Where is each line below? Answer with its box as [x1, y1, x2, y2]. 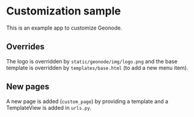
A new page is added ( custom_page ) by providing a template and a [6, 98, 169, 105]
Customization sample [6, 4, 121, 18]
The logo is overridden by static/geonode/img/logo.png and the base [6, 57, 178, 65]
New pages [6, 81, 50, 92]
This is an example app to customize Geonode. [6, 24, 123, 31]
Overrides [6, 42, 45, 52]
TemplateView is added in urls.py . [6, 104, 92, 111]
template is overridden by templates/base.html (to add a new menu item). [6, 64, 189, 71]
